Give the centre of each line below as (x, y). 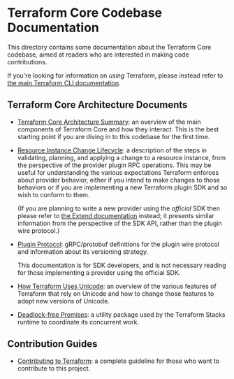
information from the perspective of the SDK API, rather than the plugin (119, 223)
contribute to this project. (54, 368)
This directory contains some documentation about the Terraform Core (109, 47)
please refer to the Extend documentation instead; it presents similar (116, 215)
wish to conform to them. (53, 194)
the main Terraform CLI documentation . (64, 83)
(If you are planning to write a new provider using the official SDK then (118, 208)
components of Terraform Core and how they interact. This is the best (118, 129)
